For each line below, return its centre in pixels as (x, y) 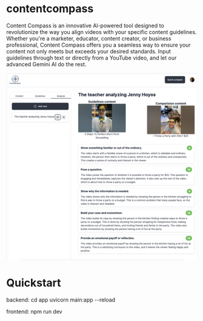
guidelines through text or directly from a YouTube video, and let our (92, 58)
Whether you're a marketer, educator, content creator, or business (89, 38)
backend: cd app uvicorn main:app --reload (61, 300)
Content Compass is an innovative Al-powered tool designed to (85, 25)
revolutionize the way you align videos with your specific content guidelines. (101, 32)
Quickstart (34, 283)
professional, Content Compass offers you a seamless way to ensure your (98, 45)
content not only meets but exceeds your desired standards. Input (89, 51)
